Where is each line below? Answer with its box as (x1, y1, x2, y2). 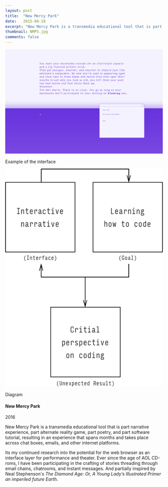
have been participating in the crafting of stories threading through (20, 460, 158, 466)
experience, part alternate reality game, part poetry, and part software (5, 429, 150, 435)
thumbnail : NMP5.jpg (5, 29, 48, 35)
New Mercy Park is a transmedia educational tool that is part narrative (5, 424, 149, 430)
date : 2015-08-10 (5, 19, 46, 24)
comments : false (5, 35, 39, 40)
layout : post (5, 8, 32, 13)
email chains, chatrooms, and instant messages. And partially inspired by (5, 465, 156, 471)
